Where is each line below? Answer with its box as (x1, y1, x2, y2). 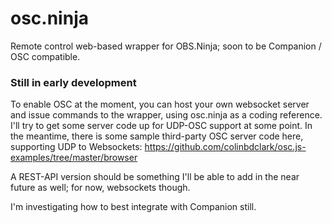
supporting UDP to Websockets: (10, 141, 143, 153)
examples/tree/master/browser (10, 152, 138, 164)
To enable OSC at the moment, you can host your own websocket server (10, 98, 310, 111)
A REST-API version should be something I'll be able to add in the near (10, 171, 300, 183)
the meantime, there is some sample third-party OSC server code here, (10, 130, 304, 142)
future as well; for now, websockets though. (10, 182, 191, 194)
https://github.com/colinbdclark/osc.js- (144, 141, 307, 153)
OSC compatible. (10, 50, 81, 62)
